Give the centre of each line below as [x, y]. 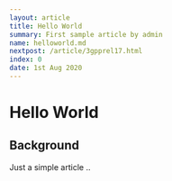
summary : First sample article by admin [86, 34]
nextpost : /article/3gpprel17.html [76, 51]
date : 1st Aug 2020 [46, 68]
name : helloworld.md [48, 43]
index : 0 [26, 59]
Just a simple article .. [50, 167]
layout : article [40, 18]
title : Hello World [46, 26]
